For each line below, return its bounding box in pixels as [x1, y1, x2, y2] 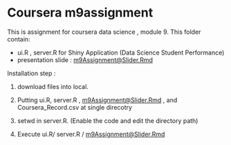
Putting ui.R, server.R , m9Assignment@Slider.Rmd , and [17, 95, 178, 104]
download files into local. [17, 82, 89, 90]
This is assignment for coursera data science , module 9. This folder [7, 28, 201, 36]
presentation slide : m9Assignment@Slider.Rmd [17, 55, 154, 64]
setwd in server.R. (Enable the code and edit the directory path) [17, 116, 198, 125]
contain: [7, 35, 30, 43]
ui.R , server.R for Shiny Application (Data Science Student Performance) [17, 48, 225, 57]
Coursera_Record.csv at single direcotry [17, 103, 133, 111]
